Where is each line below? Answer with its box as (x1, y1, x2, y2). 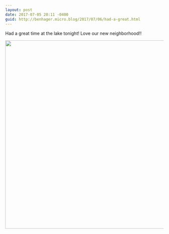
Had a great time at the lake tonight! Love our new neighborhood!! (5, 31, 142, 37)
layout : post (5, 7, 33, 13)
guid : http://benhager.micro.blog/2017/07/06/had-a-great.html (5, 17, 141, 22)
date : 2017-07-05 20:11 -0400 (5, 12, 69, 17)
